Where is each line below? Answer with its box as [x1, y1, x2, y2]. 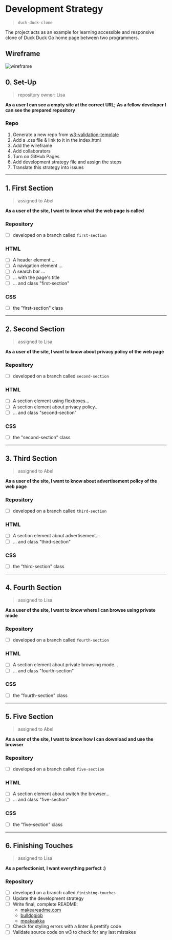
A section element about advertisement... [12, 533, 100, 539]
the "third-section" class [12, 563, 65, 569]
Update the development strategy [12, 895, 84, 901]
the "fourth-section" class [12, 692, 68, 699]
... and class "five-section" [12, 797, 69, 803]
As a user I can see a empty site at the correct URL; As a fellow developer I [5, 101, 166, 108]
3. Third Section [5, 454, 57, 463]
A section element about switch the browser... [12, 791, 110, 797]
